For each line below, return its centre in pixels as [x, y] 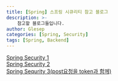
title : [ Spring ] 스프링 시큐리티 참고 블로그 [57, 12]
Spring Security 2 [28, 64]
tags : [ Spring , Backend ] [38, 40]
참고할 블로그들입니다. [41, 23]
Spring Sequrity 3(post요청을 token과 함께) [59, 71]
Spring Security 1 [28, 58]
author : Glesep [26, 29]
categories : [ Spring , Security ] [47, 35]
